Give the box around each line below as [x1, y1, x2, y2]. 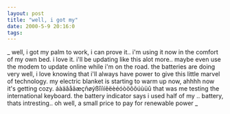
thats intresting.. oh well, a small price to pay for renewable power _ [7, 99, 198, 107]
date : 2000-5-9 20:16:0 [7, 23, 76, 30]
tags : [7, 29, 23, 36]
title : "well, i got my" [7, 16, 78, 23]
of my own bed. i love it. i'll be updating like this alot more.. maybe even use [7, 56, 222, 64]
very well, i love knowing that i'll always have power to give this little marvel [7, 70, 220, 78]
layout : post [7, 10, 45, 17]
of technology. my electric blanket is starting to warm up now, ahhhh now [7, 77, 215, 86]
